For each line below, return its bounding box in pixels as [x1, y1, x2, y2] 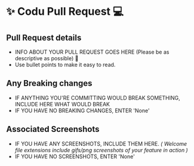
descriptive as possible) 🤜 [14, 55, 79, 62]
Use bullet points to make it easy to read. [14, 61, 116, 68]
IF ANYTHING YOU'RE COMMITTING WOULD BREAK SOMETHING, [14, 94, 180, 102]
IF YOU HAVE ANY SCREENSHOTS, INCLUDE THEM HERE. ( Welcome [14, 140, 187, 147]
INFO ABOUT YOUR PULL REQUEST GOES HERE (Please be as [14, 48, 170, 56]
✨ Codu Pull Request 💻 [6, 5, 124, 19]
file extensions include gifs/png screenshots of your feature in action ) [14, 146, 188, 153]
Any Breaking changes [6, 78, 93, 88]
